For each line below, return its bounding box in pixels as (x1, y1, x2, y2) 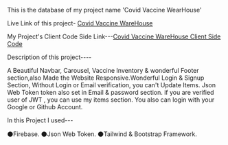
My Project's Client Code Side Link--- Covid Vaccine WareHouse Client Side (7, 32, 221, 41)
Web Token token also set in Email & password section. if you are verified (7, 89, 214, 96)
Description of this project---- (7, 53, 92, 61)
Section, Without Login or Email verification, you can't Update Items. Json (7, 81, 216, 89)
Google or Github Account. (7, 103, 83, 111)
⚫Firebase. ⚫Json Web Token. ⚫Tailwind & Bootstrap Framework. (7, 130, 198, 138)
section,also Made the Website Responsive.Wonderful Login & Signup (7, 74, 205, 82)
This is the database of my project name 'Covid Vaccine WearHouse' (7, 6, 202, 14)
